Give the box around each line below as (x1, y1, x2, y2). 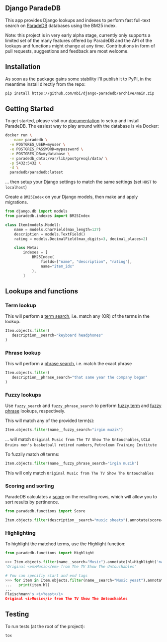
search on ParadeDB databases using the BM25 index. (5, 22, 117, 28)
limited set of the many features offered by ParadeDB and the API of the (5, 37, 153, 43)
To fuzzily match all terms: (5, 451, 60, 457)
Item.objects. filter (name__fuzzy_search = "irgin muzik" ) (5, 428, 123, 432)
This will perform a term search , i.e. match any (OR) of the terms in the (5, 313, 150, 319)
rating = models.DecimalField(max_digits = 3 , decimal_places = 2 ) (14, 236, 148, 241)
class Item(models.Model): (5, 222, 61, 227)
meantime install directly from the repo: (5, 81, 86, 87)
